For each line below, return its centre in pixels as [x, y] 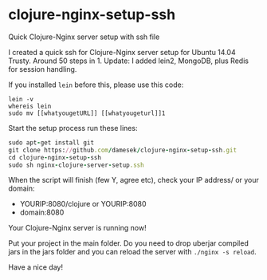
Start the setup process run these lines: [73, 128]
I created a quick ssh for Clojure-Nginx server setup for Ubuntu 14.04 [122, 52]
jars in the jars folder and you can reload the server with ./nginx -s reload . [132, 252]
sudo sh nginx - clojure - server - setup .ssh [77, 165]
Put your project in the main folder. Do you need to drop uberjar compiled [128, 243]
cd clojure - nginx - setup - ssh [55, 157]
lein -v [21, 99]
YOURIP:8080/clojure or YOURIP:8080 [83, 204]
